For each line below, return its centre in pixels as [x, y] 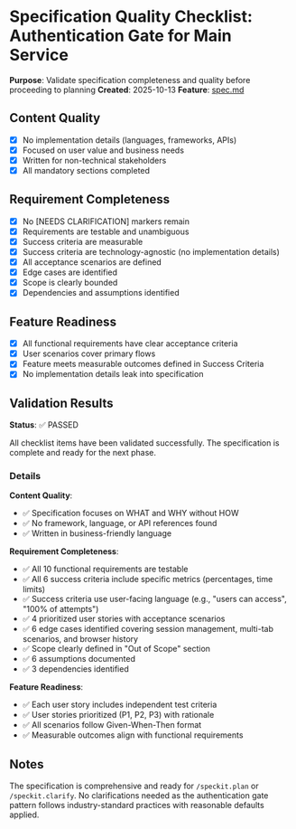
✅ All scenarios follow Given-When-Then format [112, 725]
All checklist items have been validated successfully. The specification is [144, 443]
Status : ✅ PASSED [44, 425]
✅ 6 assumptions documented [79, 659]
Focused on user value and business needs [103, 150]
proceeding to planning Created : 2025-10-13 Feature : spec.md [127, 89]
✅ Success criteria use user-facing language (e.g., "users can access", [154, 599]
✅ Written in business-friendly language [97, 533]
